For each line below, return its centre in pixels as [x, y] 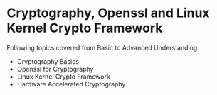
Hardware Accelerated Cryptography [71, 84]
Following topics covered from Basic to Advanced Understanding [102, 47]
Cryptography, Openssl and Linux [108, 13]
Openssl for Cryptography [55, 69]
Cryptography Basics [48, 61]
